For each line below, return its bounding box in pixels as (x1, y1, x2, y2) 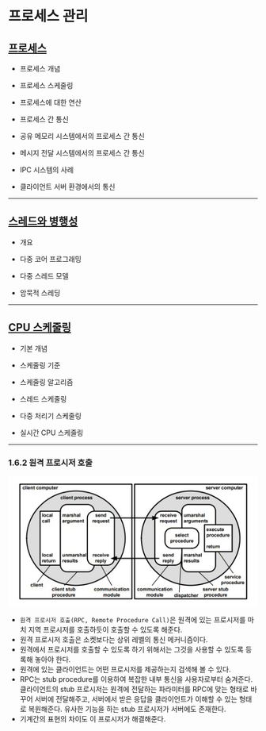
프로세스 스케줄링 (19, 81, 74, 90)
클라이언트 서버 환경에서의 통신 (19, 182, 116, 191)
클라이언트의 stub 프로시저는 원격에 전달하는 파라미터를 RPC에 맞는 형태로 (19, 684, 249, 694)
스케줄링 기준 (19, 360, 61, 370)
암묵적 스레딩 (19, 287, 61, 298)
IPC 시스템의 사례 (19, 165, 74, 175)
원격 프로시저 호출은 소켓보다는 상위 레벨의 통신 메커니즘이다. (19, 635, 208, 644)
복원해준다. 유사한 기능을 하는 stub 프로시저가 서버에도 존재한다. (28, 704, 226, 714)
